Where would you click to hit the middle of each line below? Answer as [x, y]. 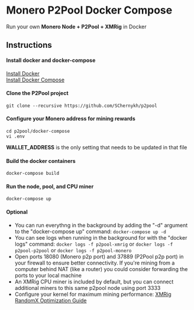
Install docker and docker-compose [51, 60]
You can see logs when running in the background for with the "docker [101, 237]
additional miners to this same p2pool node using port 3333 [88, 288]
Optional [17, 212]
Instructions [29, 45]
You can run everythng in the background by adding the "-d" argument [101, 225]
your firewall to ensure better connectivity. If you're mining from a [95, 263]
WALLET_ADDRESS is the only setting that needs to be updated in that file [97, 147]
